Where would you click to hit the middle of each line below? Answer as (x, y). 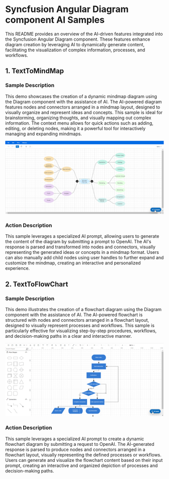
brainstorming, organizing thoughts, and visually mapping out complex (78, 118)
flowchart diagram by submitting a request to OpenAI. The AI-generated (80, 444)
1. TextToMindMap (35, 71)
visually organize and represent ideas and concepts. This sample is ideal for (84, 112)
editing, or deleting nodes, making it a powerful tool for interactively (75, 128)
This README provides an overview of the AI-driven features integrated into (84, 34)
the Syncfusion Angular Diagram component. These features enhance (78, 39)
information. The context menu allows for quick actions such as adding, (79, 123)
